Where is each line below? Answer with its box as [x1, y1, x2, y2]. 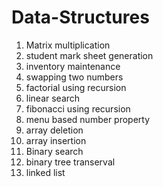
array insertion [25, 134, 87, 146]
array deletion [25, 124, 84, 136]
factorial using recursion [25, 81, 127, 93]
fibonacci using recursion [25, 102, 131, 115]
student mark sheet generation [25, 49, 154, 61]
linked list [25, 166, 66, 178]
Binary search [25, 145, 84, 157]
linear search [25, 92, 81, 104]
